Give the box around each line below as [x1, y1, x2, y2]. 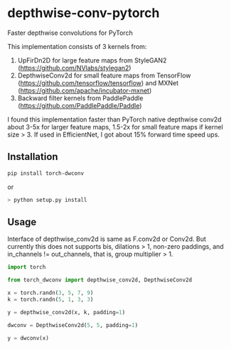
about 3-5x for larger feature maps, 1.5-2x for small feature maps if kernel [7, 122, 224, 131]
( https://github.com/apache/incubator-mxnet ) [17, 86, 152, 95]
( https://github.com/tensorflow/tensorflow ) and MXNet [17, 78, 179, 87]
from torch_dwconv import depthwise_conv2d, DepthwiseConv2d [7, 276, 193, 284]
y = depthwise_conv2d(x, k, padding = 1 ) [7, 308, 126, 316]
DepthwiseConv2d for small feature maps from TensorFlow [17, 71, 191, 80]
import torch [7, 264, 46, 271]
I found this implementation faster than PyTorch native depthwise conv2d [7, 115, 222, 124]
